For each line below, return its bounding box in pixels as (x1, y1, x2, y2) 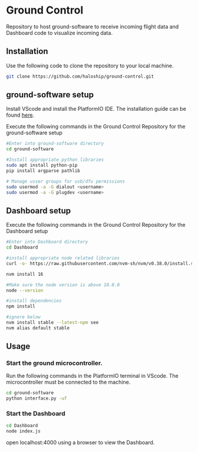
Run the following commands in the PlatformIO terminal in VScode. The (6, 372, 179, 380)
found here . (6, 111, 34, 118)
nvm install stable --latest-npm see (6, 319, 99, 325)
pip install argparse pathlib (6, 167, 81, 174)
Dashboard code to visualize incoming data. (6, 29, 113, 36)
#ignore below (6, 314, 41, 320)
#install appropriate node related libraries (6, 255, 120, 261)
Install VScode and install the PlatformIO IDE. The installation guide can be (6, 105, 187, 113)
